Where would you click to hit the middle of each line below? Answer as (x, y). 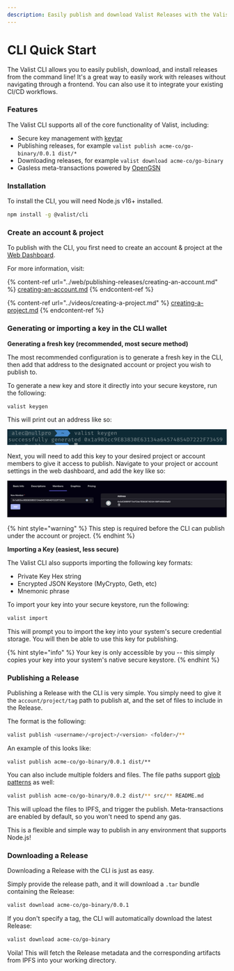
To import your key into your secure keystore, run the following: (98, 605)
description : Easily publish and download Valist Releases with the (109, 15)
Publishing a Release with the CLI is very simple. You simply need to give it (114, 693)
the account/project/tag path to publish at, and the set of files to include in (115, 701)
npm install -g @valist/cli (48, 215)
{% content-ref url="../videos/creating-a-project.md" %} (88, 303)
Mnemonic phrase (43, 591)
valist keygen (28, 406)
